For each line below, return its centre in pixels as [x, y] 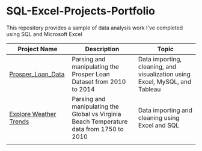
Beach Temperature [100, 122]
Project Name [38, 49]
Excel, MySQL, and [165, 81]
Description [102, 49]
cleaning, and [157, 66]
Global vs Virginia [96, 114]
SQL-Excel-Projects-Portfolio [81, 11]
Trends [19, 122]
